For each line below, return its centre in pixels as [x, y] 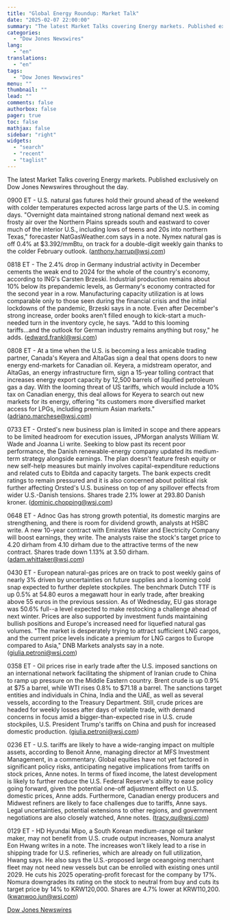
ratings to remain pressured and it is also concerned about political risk [107, 480]
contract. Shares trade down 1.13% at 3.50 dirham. [78, 552]
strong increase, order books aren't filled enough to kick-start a [97, 315]
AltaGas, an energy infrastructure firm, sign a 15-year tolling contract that [111, 372]
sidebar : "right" [32, 134]
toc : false [23, 122]
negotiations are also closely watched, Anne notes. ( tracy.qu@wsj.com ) [108, 817]
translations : [27, 58]
